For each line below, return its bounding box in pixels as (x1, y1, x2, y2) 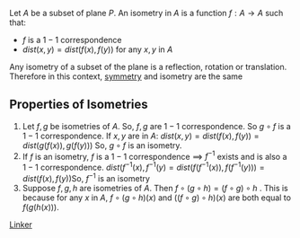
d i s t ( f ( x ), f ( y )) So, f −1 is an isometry (22, 172, 151, 183)
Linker (9, 219, 33, 230)
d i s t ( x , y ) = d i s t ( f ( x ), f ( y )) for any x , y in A (22, 44, 173, 55)
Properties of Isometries (9, 97, 148, 112)
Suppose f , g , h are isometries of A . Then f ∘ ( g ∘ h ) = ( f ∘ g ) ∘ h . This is (22, 182, 289, 193)
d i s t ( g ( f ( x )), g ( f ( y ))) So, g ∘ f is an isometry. (22, 139, 182, 151)
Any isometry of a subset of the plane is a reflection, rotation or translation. (9, 62, 287, 72)
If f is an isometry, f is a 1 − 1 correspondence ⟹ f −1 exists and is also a (22, 149, 287, 162)
